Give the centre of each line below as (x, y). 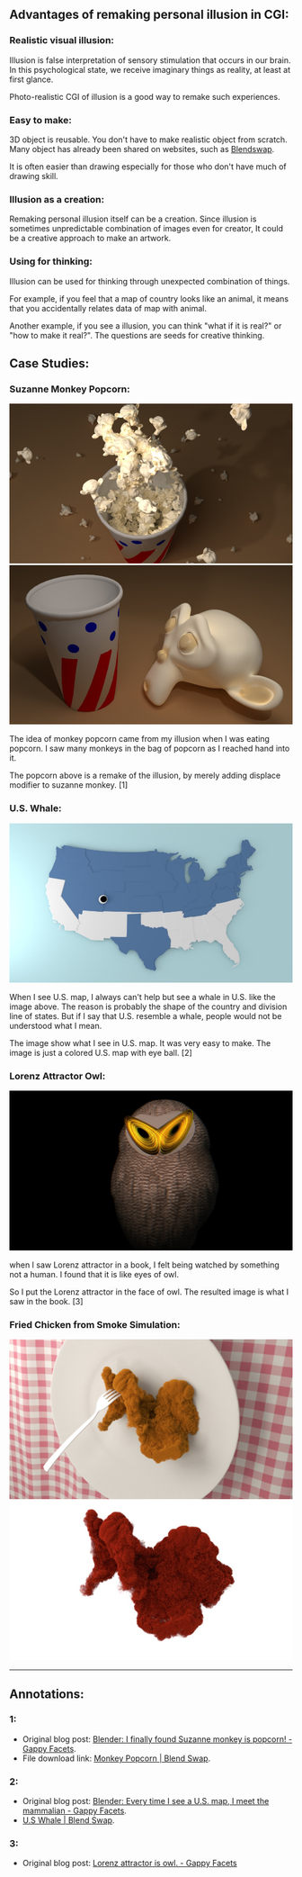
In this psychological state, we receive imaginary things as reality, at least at (150, 69)
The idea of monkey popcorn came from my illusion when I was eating (139, 739)
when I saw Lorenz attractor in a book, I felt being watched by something (145, 1265)
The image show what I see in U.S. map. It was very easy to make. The (140, 1043)
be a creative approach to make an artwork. (90, 239)
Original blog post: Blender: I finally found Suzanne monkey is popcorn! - (157, 1739)
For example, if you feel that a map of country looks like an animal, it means (149, 298)
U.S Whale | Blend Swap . (68, 1820)
